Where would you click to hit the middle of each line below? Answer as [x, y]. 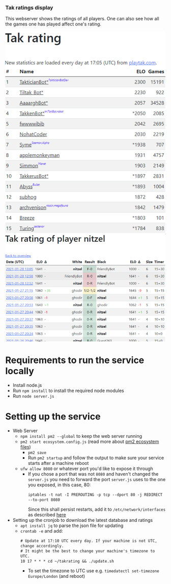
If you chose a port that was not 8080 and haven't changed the [93, 474]
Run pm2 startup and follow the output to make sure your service [96, 458]
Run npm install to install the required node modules [68, 391]
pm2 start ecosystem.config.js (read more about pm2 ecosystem [90, 441]
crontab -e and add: [41, 531]
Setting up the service [53, 416]
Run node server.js [33, 396]
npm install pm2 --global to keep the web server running [81, 436]
